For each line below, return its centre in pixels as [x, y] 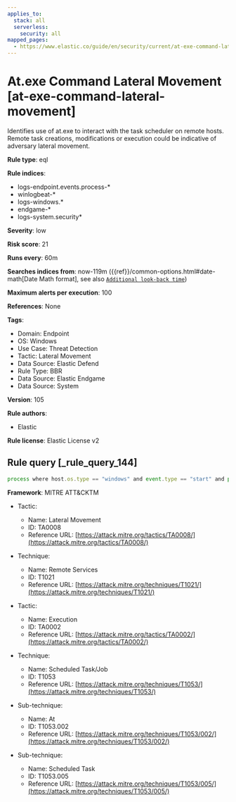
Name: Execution [53, 619]
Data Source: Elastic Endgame [61, 378]
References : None [34, 306]
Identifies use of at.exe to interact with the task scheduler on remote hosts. [116, 130]
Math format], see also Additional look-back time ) [113, 278]
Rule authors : [27, 413]
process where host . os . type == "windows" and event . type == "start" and [116, 479]
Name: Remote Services [63, 569]
